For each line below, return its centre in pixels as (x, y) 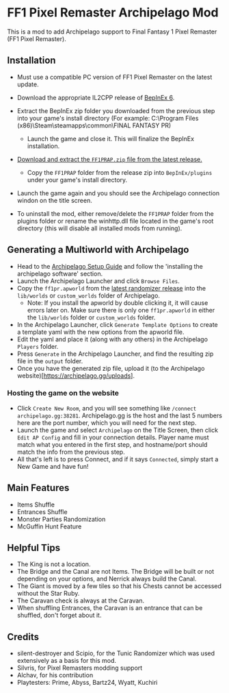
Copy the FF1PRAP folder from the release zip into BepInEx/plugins (120, 172)
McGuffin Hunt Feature (49, 526)
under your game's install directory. (77, 180)
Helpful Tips (33, 548)
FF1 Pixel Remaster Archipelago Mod (113, 13)
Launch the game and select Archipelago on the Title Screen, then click (118, 430)
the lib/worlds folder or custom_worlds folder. (91, 317)
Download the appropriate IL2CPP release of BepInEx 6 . (96, 97)
